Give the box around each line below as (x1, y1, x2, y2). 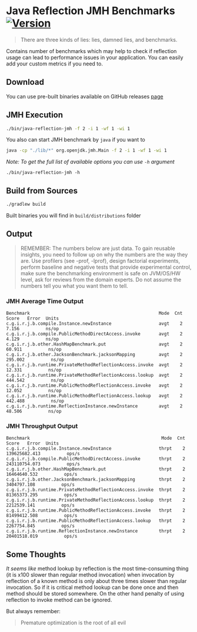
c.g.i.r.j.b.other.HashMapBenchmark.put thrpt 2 (6, 466, 185, 472)
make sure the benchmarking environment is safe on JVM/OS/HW (20, 269, 181, 276)
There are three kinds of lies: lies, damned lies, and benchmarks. (20, 36, 178, 43)
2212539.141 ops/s (6, 502, 75, 508)
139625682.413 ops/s (6, 451, 81, 457)
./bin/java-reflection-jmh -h (6, 170, 81, 176)
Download (6, 77, 44, 87)
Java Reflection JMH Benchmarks (6, 4, 175, 18)
